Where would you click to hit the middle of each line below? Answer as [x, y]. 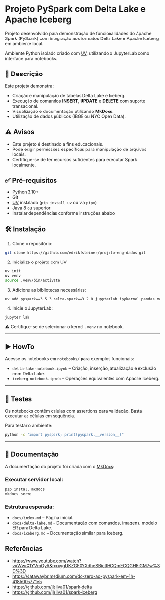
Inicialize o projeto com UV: [40, 262]
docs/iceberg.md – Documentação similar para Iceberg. [68, 533]
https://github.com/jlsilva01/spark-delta [52, 587]
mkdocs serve [18, 494]
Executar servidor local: [34, 479]
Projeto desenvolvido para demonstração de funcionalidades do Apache [78, 33]
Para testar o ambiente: [29, 426]
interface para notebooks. [31, 58]
